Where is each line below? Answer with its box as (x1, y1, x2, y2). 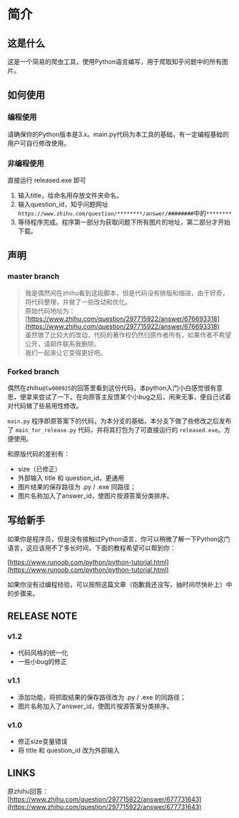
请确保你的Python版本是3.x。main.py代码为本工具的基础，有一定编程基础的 (7, 130, 230, 138)
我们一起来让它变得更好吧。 (24, 348, 107, 357)
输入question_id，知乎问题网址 (17, 200, 108, 208)
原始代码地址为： (24, 306, 76, 315)
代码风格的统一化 (17, 648, 68, 657)
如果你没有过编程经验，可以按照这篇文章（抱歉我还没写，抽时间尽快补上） (7, 580, 226, 588)
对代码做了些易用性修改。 (7, 401, 83, 410)
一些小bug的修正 (17, 658, 68, 666)
